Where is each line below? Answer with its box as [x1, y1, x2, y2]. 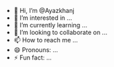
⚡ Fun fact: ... [13, 53, 52, 62]
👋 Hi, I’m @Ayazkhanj [13, 7, 75, 14]
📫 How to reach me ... [13, 36, 78, 44]
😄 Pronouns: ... [13, 46, 59, 54]
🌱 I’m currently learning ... [13, 21, 88, 29]
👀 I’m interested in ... [13, 14, 73, 22]
